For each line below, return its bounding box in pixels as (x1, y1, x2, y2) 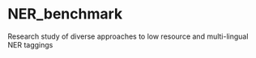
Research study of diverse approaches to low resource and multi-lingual (7, 31, 249, 41)
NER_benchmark (7, 5, 123, 23)
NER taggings (7, 39, 53, 49)
